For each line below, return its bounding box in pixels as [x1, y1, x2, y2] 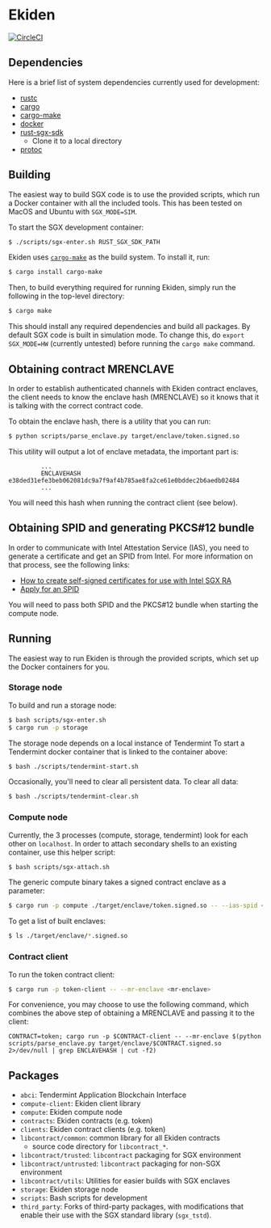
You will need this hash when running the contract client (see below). [8, 497, 238, 507]
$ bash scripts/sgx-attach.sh [8, 863, 110, 871]
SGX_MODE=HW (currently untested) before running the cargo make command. [8, 339, 256, 348]
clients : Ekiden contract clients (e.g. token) [19, 1125, 166, 1134]
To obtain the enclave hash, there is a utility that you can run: [8, 416, 211, 426]
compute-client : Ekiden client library [19, 1099, 141, 1108]
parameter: [8, 886, 46, 896]
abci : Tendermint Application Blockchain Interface [19, 1090, 187, 1100]
